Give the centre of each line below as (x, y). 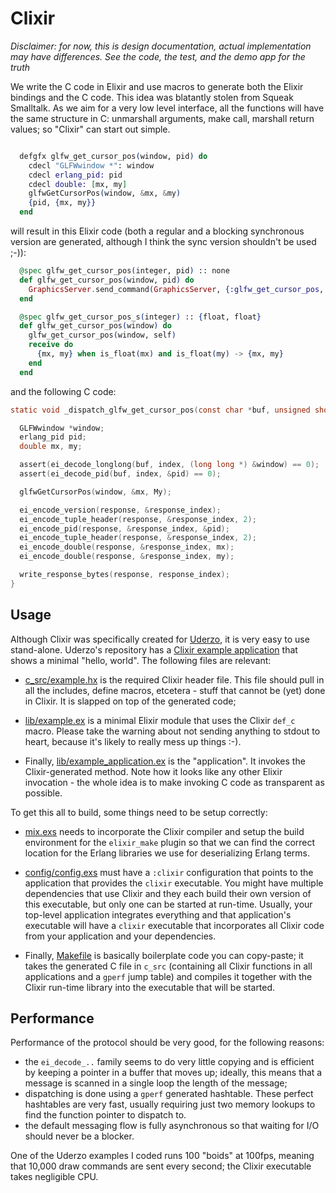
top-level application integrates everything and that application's (158, 914)
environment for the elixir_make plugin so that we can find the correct (170, 842)
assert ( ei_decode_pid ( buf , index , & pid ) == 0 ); (120, 474)
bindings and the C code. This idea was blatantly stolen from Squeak (152, 97)
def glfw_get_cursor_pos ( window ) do (95, 326)
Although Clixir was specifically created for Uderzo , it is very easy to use (160, 639)
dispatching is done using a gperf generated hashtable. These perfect (169, 1094)
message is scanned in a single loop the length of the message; (156, 1083)
